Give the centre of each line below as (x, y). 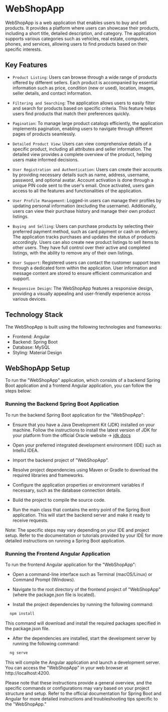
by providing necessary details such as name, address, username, (81, 175)
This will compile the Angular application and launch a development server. (83, 662)
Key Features (26, 65)
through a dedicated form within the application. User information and (85, 268)
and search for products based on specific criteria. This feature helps (84, 108)
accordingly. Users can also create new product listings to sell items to (86, 242)
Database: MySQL (31, 347)
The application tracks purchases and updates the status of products (84, 237)
